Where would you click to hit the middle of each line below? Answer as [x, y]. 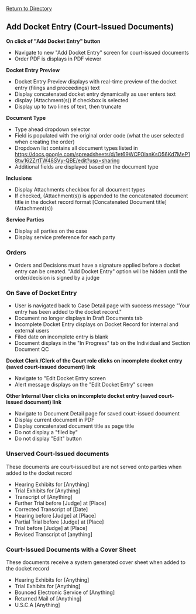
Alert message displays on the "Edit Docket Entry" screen [84, 385]
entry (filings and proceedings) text [57, 88]
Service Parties [25, 219]
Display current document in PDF [54, 420]
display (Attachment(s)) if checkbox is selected [71, 100]
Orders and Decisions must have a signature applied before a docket [97, 265]
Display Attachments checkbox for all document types [80, 189]
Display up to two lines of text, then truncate [68, 106]
